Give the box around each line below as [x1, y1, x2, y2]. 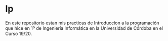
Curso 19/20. [5, 30, 32, 36]
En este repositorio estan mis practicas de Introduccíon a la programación [5, 20, 159, 26]
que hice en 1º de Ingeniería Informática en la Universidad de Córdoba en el [5, 25, 163, 31]
